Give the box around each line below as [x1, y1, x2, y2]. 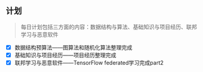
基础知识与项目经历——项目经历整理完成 [14, 51, 116, 59]
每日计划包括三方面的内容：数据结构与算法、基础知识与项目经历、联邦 [20, 23, 198, 31]
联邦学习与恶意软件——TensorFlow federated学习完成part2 [14, 59, 164, 66]
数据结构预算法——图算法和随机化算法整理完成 [14, 43, 132, 51]
